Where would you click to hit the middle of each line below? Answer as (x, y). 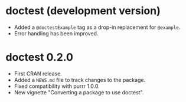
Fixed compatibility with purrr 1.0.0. (57, 86)
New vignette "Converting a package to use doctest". (79, 92)
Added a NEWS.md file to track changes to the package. (80, 80)
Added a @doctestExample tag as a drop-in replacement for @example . (97, 27)
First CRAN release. (38, 73)
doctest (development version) (83, 11)
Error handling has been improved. (56, 33)
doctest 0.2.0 (39, 57)
